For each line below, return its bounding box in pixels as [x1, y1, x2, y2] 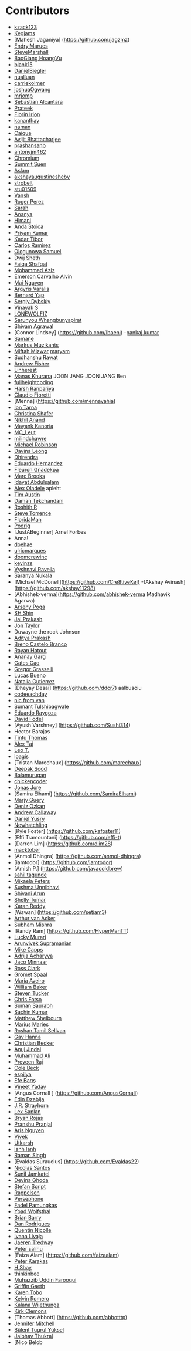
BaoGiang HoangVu [13, 55, 62, 62]
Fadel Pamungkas [13, 1201, 57, 1208]
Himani [13, 216, 32, 224]
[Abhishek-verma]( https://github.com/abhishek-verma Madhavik [13, 591, 170, 598]
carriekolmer [13, 79, 45, 86]
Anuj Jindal [13, 1045, 42, 1052]
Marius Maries [13, 1021, 49, 1028]
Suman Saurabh [13, 1002, 53, 1009]
